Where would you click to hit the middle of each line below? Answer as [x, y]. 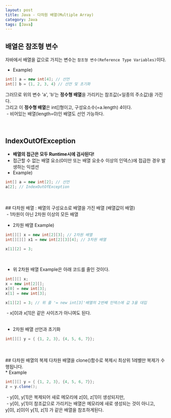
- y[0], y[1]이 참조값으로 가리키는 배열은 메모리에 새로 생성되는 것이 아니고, [81, 403]
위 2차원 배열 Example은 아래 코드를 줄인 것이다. [61, 269]
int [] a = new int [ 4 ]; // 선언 [38, 79]
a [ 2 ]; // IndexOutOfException [38, 187]
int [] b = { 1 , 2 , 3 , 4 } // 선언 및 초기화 [48, 84]
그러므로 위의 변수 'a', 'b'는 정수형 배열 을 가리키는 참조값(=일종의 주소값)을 [79, 94]
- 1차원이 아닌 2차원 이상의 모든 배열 [42, 214]
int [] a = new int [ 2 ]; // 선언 [38, 182]
